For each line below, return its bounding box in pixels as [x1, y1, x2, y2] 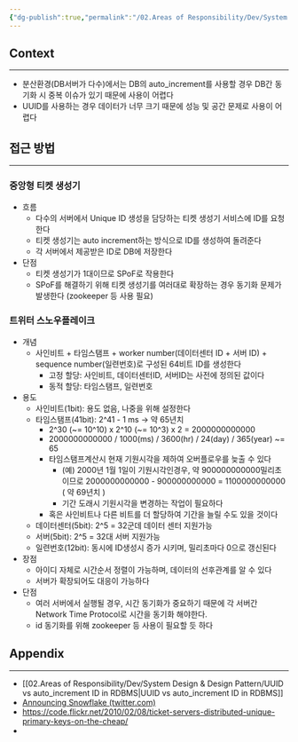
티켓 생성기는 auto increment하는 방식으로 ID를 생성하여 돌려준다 [35, 234, 262, 245]
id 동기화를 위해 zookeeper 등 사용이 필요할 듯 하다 [35, 620, 214, 630]
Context [9, 46, 55, 61]
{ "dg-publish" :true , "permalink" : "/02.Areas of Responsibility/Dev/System [9, 12, 288, 22]
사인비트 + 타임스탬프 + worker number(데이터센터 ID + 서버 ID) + [35, 347, 268, 358]
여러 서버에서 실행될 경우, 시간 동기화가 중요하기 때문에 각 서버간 [35, 597, 258, 608]
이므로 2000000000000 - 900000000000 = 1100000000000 [61, 476, 286, 486]
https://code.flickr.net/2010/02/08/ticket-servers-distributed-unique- [21, 706, 276, 717]
